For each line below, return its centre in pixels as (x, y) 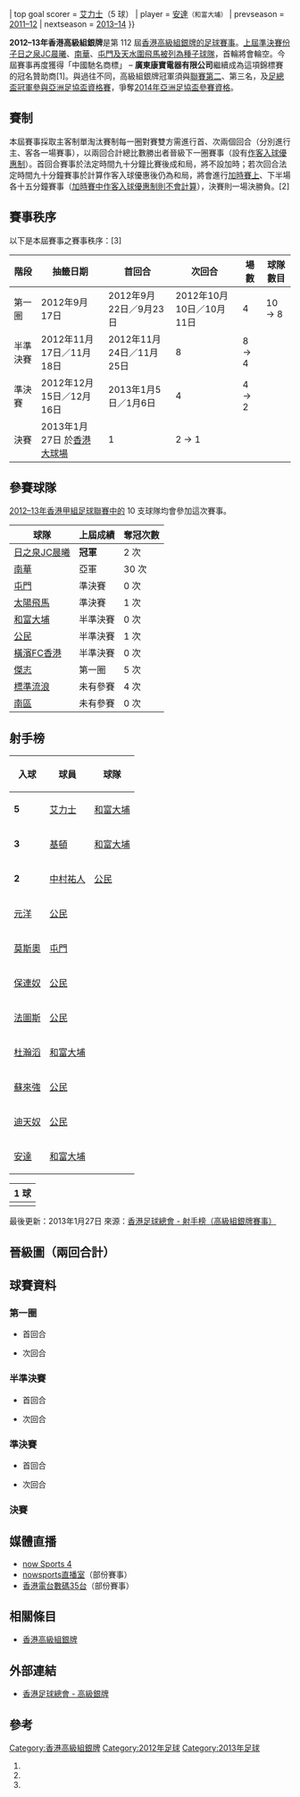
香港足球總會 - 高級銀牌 (66, 1694)
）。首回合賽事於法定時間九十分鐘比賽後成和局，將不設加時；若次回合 (152, 164)
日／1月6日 (132, 403)
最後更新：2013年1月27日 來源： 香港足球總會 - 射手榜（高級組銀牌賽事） (143, 1222)
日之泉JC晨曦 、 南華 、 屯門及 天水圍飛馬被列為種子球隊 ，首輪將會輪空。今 (151, 54)
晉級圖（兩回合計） (62, 1252)
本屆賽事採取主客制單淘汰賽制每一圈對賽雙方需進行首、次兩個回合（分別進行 (150, 141)
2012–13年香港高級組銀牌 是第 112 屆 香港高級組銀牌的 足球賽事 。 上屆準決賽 (146, 43)
